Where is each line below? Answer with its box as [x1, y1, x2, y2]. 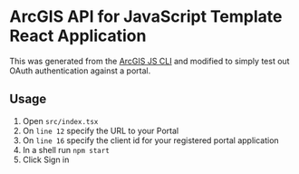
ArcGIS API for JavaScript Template [9, 6, 283, 27]
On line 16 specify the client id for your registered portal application [22, 134, 279, 146]
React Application [9, 25, 147, 46]
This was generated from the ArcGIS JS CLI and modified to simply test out [9, 55, 290, 66]
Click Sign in [22, 154, 70, 165]
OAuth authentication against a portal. [9, 65, 151, 76]
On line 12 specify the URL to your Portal [22, 125, 179, 136]
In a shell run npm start [22, 144, 111, 155]
